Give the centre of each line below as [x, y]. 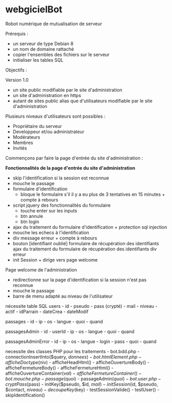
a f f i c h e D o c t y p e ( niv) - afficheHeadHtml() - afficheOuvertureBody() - [78, 362]
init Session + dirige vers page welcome [55, 260]
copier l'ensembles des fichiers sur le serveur [61, 54]
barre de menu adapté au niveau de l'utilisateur [63, 296]
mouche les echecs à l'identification [51, 232]
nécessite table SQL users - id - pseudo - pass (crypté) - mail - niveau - [81, 306]
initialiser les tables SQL [38, 60]
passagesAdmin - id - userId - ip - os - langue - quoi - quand [70, 331]
